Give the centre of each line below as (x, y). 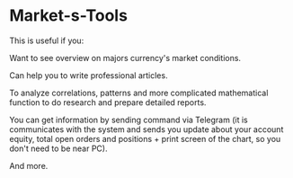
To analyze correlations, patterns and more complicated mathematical (139, 93)
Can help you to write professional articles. (89, 75)
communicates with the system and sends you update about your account (146, 129)
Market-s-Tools (69, 16)
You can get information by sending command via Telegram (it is (129, 120)
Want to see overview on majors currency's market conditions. (125, 58)
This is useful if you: (47, 40)
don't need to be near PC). (58, 148)
